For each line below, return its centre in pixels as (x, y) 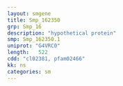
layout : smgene (29, 14)
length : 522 (28, 53)
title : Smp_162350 (34, 20)
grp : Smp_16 (24, 26)
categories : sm (29, 71)
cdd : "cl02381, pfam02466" (46, 59)
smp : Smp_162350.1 (34, 40)
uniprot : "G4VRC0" (34, 46)
